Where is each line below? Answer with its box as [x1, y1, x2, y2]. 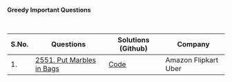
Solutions [117, 36, 150, 44]
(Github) [119, 44, 148, 53]
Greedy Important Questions [7, 6, 91, 14]
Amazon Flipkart [165, 55, 219, 64]
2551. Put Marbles [35, 55, 97, 64]
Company [177, 40, 210, 49]
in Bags [35, 64, 60, 73]
